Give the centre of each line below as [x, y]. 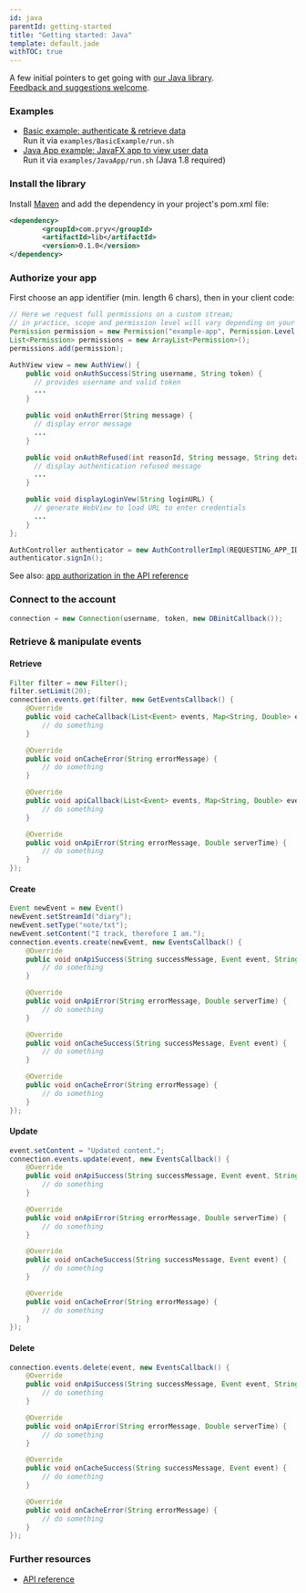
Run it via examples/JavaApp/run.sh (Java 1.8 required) [124, 160]
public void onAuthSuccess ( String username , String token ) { [144, 374]
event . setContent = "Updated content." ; [87, 1150]
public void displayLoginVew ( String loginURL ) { [120, 500]
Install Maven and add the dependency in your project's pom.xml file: [139, 204]
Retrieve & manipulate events [76, 642]
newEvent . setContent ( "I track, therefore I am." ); [107, 934]
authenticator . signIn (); [56, 558]
